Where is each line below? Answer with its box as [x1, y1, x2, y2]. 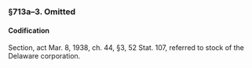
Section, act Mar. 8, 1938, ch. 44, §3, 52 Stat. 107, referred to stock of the [8, 43, 245, 52]
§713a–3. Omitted [8, 6, 76, 17]
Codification [8, 26, 49, 35]
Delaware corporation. [8, 52, 81, 61]
